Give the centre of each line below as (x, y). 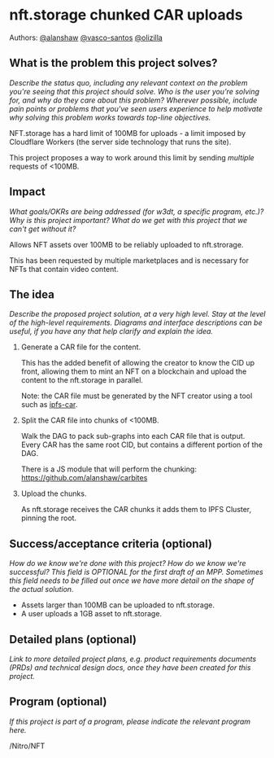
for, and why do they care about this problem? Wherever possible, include (133, 100)
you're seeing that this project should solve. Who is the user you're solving (134, 91)
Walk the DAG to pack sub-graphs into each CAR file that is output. (133, 436)
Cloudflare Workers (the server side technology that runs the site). (120, 142)
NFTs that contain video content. (64, 269)
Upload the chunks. (54, 493)
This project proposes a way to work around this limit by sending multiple (132, 157)
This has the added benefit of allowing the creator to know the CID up (138, 363)
